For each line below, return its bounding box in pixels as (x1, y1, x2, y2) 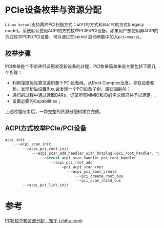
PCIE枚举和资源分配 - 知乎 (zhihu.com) (5, 218, 83, 224)
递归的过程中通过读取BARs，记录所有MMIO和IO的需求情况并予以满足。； (12, 92, 158, 98)
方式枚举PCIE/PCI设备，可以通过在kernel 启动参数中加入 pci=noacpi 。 (5, 34, 144, 40)
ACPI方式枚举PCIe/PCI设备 (5, 124, 87, 132)
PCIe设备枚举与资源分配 (5, 4, 102, 16)
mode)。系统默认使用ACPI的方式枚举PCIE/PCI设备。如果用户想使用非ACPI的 (5, 27, 159, 33)
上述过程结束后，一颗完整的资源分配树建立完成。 (5, 108, 103, 114)
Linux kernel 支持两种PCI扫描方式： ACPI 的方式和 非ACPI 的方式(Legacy (5, 21, 144, 27)
